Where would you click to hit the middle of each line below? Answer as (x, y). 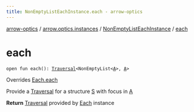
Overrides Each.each (32, 80)
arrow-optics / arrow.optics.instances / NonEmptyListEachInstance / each (97, 29)
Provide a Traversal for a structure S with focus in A (70, 91)
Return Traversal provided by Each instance (60, 102)
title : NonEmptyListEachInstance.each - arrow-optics (75, 12)
